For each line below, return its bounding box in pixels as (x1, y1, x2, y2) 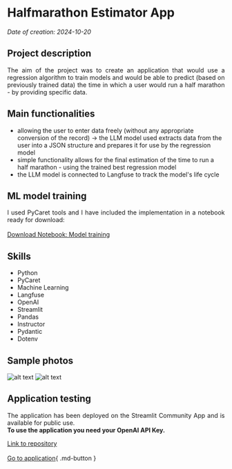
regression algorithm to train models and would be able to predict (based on (7, 73, 225, 81)
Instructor (17, 320, 46, 328)
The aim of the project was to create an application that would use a (7, 66, 225, 74)
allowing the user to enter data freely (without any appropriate (17, 126, 194, 134)
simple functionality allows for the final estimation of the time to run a (17, 155, 214, 163)
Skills (7, 250, 31, 262)
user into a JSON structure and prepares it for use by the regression (17, 141, 211, 149)
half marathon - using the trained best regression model (17, 163, 177, 171)
